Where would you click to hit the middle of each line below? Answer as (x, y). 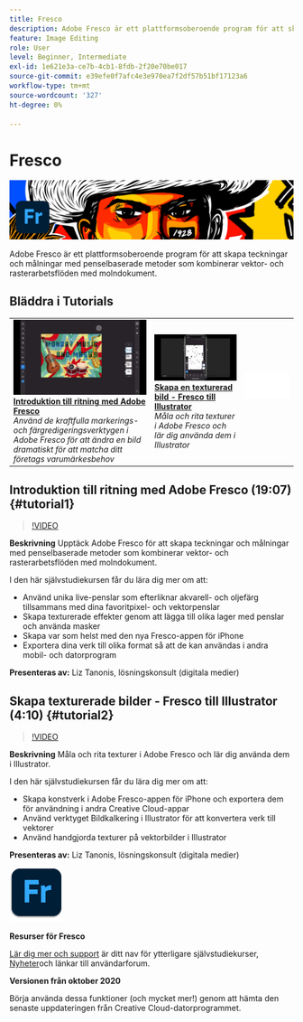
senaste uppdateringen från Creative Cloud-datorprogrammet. (125, 1008)
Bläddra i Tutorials (62, 301)
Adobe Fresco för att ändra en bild (77, 440)
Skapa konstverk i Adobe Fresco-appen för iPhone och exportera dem (153, 799)
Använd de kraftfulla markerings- (76, 421)
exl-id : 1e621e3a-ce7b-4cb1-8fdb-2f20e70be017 (98, 67)
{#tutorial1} (42, 504)
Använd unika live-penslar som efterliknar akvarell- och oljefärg (140, 597)
